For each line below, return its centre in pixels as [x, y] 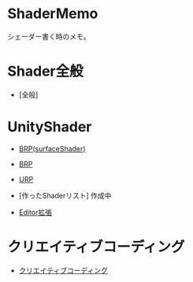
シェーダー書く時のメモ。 [49, 36]
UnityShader [50, 127]
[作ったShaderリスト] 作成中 [65, 195]
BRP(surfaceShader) [52, 148]
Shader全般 [45, 71]
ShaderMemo [53, 14]
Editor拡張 [35, 212]
